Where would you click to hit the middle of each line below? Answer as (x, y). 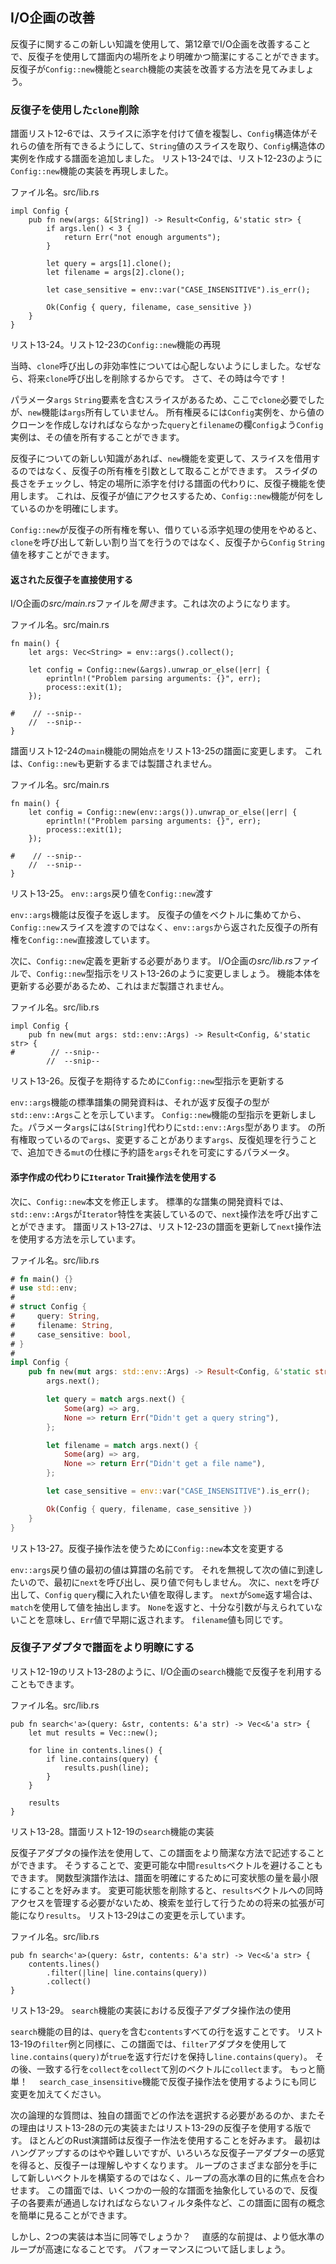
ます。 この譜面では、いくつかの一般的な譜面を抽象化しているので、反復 (168, 2190)
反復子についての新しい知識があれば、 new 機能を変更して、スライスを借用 (161, 459)
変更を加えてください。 (58, 2094)
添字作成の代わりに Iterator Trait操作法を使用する (113, 1177)
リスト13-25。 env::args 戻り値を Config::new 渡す (112, 894)
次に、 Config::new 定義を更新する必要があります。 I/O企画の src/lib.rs (151, 961)
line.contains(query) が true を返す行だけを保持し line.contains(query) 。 (161, 2056)
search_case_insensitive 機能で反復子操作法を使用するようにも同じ (178, 2081)
